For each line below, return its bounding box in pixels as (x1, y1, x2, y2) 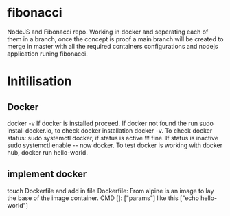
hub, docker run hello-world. (7, 148, 88, 156)
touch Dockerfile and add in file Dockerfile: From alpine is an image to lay (7, 186, 214, 195)
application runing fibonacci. (7, 50, 88, 58)
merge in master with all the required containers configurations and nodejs (7, 42, 218, 50)
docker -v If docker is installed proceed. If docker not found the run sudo (7, 119, 214, 127)
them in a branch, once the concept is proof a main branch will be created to (7, 34, 224, 43)
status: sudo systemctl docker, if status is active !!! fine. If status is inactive (7, 133, 218, 142)
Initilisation (7, 74, 72, 89)
